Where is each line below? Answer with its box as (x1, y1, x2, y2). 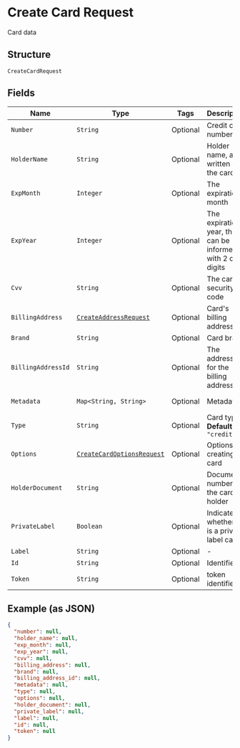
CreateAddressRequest (76, 313, 150, 321)
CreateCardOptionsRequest (76, 449, 165, 458)
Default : (206, 421, 234, 431)
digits (206, 262, 226, 272)
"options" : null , (14, 694, 66, 702)
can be (206, 235, 230, 245)
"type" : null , (14, 688, 56, 695)
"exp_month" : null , (14, 642, 72, 649)
